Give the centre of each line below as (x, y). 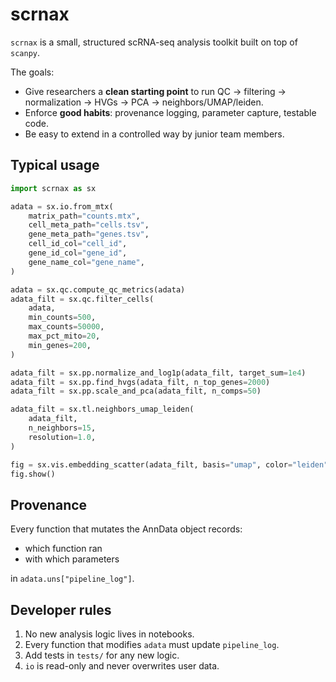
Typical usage (55, 165)
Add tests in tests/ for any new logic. (102, 655)
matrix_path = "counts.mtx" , (84, 216)
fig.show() (33, 474)
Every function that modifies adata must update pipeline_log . (152, 644)
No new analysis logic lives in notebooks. (109, 634)
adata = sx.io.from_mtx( (62, 206)
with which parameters (72, 559)
